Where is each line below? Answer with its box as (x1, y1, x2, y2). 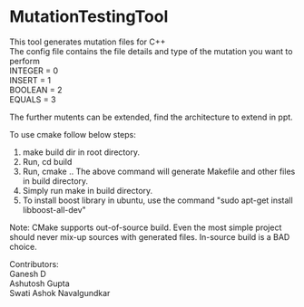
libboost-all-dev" (22, 204, 86, 215)
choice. (9, 241, 38, 252)
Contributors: (9, 258, 59, 269)
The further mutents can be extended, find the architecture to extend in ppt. (9, 111, 293, 122)
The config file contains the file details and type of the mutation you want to (9, 45, 293, 56)
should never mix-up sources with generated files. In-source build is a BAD (9, 231, 290, 242)
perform (9, 55, 41, 66)
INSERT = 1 (9, 74, 52, 85)
